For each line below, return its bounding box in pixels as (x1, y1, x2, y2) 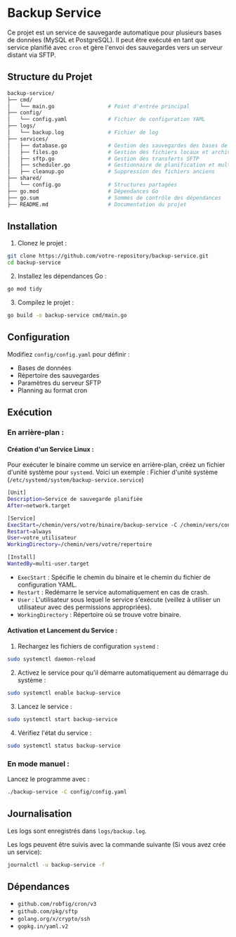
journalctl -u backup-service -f (7, 861, 105, 868)
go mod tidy (7, 286, 42, 293)
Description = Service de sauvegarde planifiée (7, 496, 143, 503)
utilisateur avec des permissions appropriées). (17, 603, 152, 611)
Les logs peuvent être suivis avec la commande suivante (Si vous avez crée (7, 840, 226, 848)
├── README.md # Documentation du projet (7, 200, 188, 208)
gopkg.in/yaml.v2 (17, 923, 69, 930)
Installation (7, 220, 58, 232)
